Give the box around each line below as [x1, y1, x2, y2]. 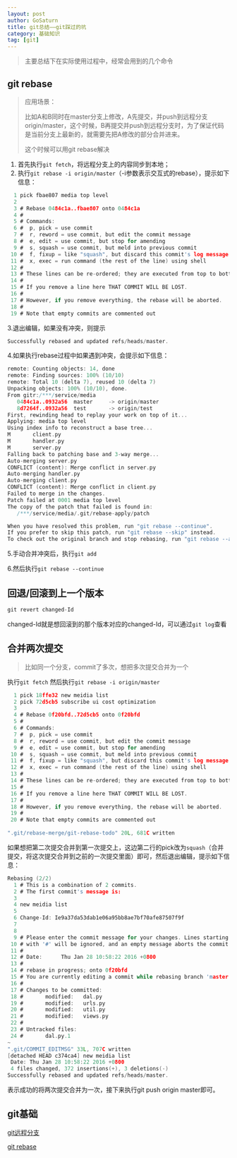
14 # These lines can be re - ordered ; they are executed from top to [10, 777, 217, 784]
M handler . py [7, 438, 65, 445]
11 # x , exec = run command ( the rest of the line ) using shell [10, 257, 207, 265]
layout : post [7, 10, 46, 18]
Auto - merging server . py [7, 457, 78, 465]
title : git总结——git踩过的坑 [7, 23, 87, 30]
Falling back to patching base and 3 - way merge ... [7, 450, 159, 458]
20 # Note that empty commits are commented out [10, 816, 157, 823]
